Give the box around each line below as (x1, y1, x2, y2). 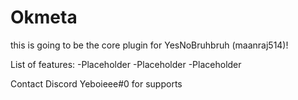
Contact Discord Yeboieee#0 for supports (10, 77, 183, 90)
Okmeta (10, 6, 78, 29)
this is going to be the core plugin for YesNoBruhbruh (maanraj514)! (10, 39, 289, 51)
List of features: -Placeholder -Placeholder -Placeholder (10, 58, 242, 70)
